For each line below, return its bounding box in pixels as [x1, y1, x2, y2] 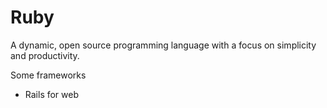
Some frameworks [10, 69, 87, 81]
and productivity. [10, 49, 80, 61]
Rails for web [24, 88, 80, 100]
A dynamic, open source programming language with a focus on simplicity [10, 39, 317, 51]
